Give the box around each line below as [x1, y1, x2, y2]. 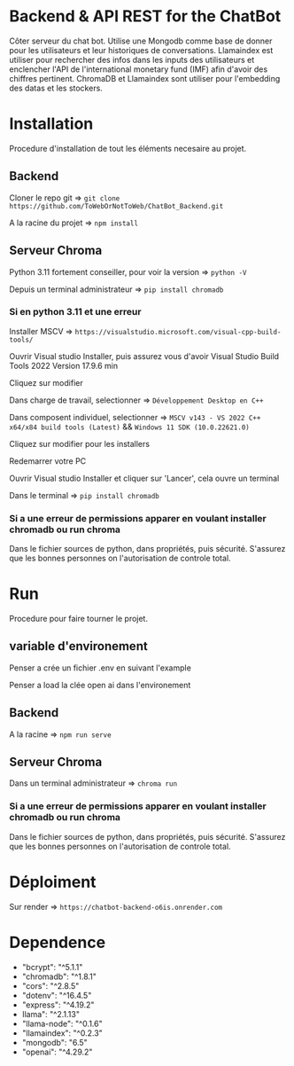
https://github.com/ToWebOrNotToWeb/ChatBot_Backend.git [9, 201, 224, 210]
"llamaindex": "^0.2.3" [21, 1027, 104, 1039]
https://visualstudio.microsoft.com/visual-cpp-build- [74, 327, 282, 336]
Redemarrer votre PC [9, 455, 87, 466]
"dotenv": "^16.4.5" [21, 990, 92, 1000]
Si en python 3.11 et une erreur [9, 306, 142, 318]
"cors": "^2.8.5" [21, 980, 80, 991]
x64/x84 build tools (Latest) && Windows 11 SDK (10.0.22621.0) [9, 421, 250, 432]
